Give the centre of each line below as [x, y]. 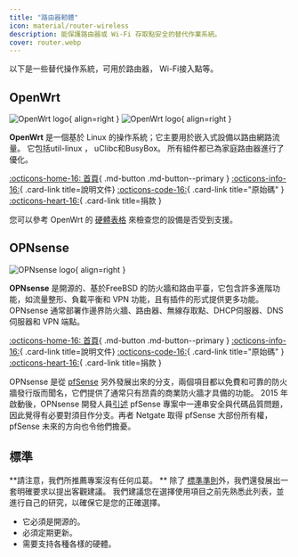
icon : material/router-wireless [69, 26]
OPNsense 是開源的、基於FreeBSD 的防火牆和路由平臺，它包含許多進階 [141, 288]
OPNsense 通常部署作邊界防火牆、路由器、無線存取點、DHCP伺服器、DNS [146, 310]
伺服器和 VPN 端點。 [47, 321]
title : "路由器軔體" [44, 17]
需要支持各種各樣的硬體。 [69, 544]
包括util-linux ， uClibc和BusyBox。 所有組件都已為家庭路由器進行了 [159, 149]
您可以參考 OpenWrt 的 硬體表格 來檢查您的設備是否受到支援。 [124, 220]
